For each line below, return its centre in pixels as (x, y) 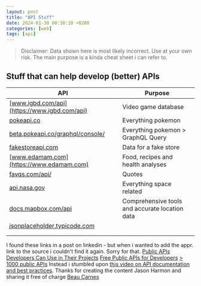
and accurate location (153, 208)
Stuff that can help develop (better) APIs (83, 76)
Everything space (147, 184)
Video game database (153, 107)
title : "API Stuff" (31, 17)
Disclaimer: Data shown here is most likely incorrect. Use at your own (106, 51)
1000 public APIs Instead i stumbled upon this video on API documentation (98, 264)
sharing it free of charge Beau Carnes (53, 276)
